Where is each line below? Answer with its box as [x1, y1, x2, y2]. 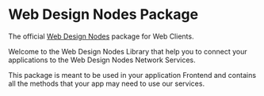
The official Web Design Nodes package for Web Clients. [8, 31, 194, 41]
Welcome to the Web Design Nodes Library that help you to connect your [8, 46, 247, 56]
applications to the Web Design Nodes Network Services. [8, 55, 196, 65]
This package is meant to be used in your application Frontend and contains [8, 70, 256, 79]
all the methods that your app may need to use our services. [8, 79, 205, 88]
